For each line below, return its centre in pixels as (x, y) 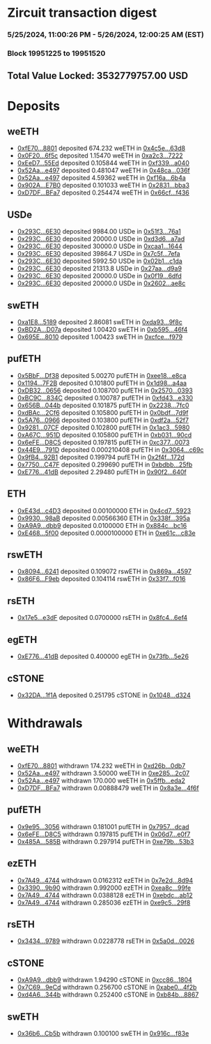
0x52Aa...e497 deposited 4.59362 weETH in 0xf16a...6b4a (101, 178)
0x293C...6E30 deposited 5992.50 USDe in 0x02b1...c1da (100, 261)
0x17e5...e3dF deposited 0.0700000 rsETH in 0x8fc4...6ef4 (102, 618)
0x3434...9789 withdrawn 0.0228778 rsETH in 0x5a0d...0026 (106, 941)
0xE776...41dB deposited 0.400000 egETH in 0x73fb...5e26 (103, 656)
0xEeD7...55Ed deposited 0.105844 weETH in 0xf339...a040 (103, 163)
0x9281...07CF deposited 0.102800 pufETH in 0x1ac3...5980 (103, 428)
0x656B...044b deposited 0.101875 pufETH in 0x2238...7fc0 (103, 405)
